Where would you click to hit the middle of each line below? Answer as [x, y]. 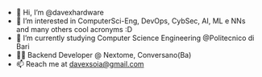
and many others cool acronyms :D [74, 29]
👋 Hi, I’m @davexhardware [60, 12]
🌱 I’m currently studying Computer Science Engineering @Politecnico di [135, 38]
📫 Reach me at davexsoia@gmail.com [80, 64]
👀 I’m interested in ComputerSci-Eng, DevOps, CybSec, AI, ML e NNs [131, 21]
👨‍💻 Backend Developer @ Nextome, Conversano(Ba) [104, 55]
